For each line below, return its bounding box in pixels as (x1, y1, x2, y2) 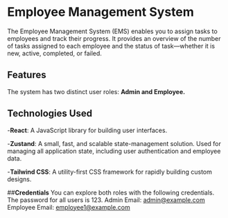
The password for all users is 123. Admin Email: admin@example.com (7, 195, 206, 204)
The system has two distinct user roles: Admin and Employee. (7, 87, 186, 96)
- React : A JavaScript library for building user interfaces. (7, 126, 168, 134)
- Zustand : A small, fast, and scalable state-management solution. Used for (7, 139, 222, 147)
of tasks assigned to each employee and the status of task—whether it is (7, 42, 216, 50)
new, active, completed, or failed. (7, 49, 103, 57)
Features (7, 69, 46, 81)
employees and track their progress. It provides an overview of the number (7, 34, 221, 42)
